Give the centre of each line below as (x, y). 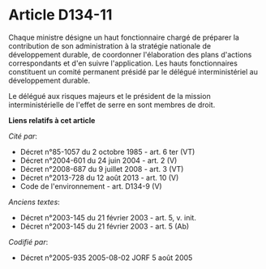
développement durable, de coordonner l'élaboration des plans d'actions (130, 54)
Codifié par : (28, 241)
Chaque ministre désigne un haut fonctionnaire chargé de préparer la (124, 37)
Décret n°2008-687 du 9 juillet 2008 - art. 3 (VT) (102, 169)
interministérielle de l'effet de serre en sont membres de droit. (112, 105)
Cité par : (23, 136)
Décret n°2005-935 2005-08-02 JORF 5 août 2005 (106, 258)
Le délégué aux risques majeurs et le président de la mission (109, 96)
